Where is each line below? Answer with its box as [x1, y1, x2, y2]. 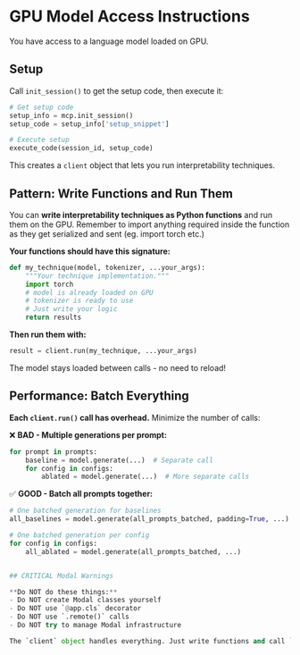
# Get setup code [9, 103, 74, 112]
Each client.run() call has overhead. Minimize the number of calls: [9, 412, 261, 423]
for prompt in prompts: [9, 447, 98, 457]
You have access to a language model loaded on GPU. [9, 36, 209, 46]
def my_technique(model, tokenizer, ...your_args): [9, 263, 205, 272]
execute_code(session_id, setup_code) [9, 144, 154, 153]
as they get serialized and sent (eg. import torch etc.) [9, 228, 205, 239]
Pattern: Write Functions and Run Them [9, 186, 234, 201]
